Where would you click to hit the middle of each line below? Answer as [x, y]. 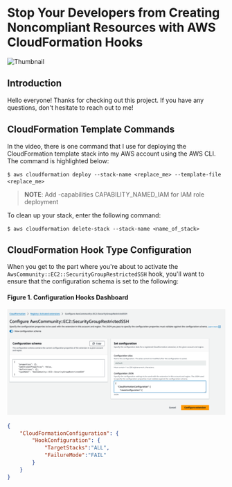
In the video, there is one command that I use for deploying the [97, 146]
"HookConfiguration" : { [66, 440]
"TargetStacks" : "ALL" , [77, 448]
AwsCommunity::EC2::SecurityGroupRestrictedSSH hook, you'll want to [106, 274]
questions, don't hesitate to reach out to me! [70, 107]
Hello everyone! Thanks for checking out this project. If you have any [106, 100]
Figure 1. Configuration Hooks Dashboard [68, 297]
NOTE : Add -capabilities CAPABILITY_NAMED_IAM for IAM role [114, 194]
